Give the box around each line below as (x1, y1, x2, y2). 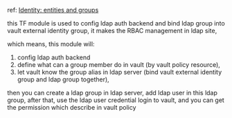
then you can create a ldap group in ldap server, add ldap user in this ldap (7, 89, 218, 97)
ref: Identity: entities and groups (7, 6, 99, 14)
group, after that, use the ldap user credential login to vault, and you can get (7, 96, 225, 104)
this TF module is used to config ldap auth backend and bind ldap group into (7, 19, 225, 27)
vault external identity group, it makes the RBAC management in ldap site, (7, 27, 217, 35)
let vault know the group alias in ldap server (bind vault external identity (17, 68, 222, 76)
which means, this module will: (7, 40, 95, 48)
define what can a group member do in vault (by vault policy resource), (17, 61, 220, 68)
